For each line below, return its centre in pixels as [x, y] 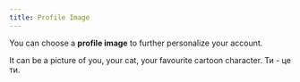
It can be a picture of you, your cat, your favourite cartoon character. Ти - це [150, 60]
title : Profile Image [50, 17]
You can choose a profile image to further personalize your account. [136, 43]
